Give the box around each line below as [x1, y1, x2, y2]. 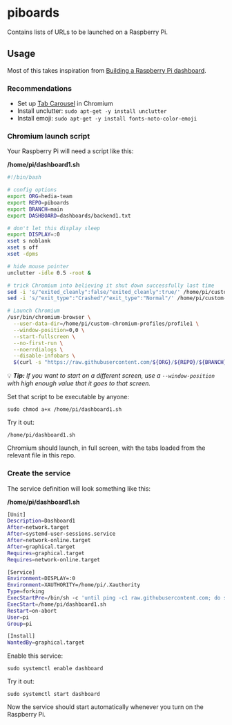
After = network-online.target [7, 537, 91, 544]
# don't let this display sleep [7, 225, 100, 232]
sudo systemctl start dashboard [7, 691, 100, 698]
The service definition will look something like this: [7, 484, 151, 493]
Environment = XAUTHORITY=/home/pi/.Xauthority [7, 582, 140, 588]
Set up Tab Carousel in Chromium [17, 99, 114, 108]
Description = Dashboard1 [7, 518, 76, 525]
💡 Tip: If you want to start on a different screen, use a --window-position [7, 372, 215, 380]
